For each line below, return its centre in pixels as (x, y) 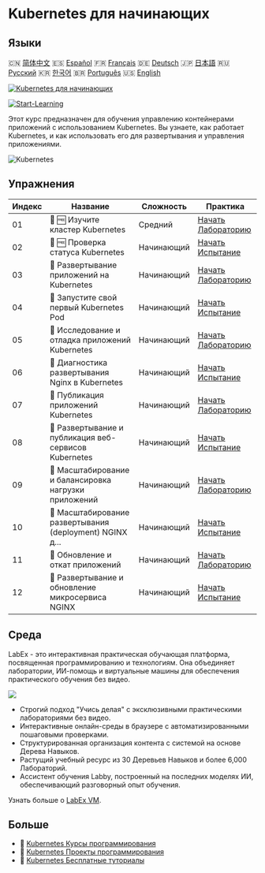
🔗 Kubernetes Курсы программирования (88, 844)
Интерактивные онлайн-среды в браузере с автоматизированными (134, 726)
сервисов (68, 447)
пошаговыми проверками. (64, 734)
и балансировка (81, 479)
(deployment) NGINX (89, 532)
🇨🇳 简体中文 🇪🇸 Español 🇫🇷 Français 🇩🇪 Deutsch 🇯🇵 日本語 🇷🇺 (119, 63)
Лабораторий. (43, 768)
